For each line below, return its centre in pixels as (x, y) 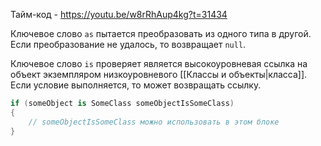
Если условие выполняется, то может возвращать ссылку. (136, 85)
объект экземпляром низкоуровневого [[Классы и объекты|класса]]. (159, 74)
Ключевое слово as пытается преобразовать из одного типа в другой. (161, 33)
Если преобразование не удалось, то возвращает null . (128, 44)
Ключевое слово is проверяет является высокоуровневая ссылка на (159, 63)
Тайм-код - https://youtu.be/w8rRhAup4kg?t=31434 (119, 14)
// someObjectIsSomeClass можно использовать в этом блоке (154, 122)
